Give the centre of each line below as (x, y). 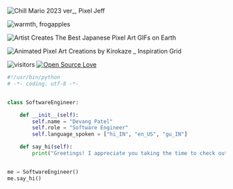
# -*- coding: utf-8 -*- (43, 83)
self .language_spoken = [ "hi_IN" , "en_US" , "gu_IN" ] (110, 134)
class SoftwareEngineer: (43, 102)
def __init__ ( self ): (49, 115)
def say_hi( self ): (46, 147)
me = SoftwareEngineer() (43, 172)
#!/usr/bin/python (34, 77)
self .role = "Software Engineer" (80, 128)
